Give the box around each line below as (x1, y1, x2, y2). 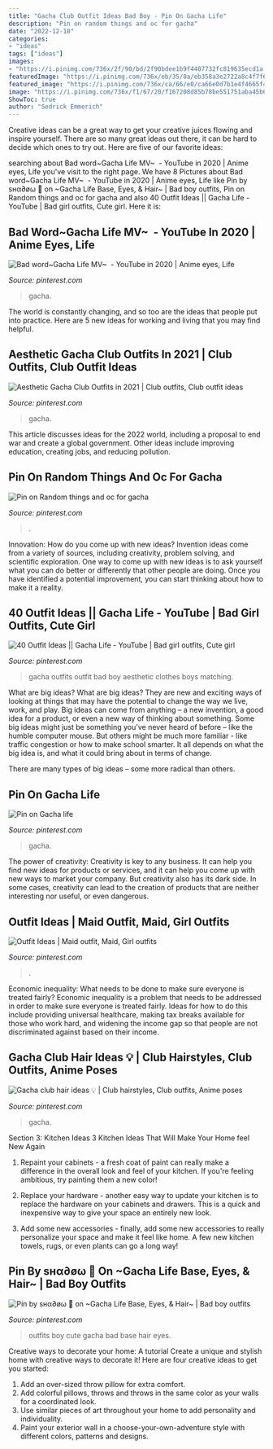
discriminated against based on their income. (8, 1027, 160, 1037)
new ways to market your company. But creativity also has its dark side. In (8, 874, 258, 884)
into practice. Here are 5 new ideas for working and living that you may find (8, 315, 261, 325)
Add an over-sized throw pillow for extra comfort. (19, 1379, 186, 1389)
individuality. (19, 1414, 63, 1424)
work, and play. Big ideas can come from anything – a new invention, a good (8, 705, 264, 715)
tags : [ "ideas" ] (8, 50, 63, 58)
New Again (8, 1141, 45, 1151)
